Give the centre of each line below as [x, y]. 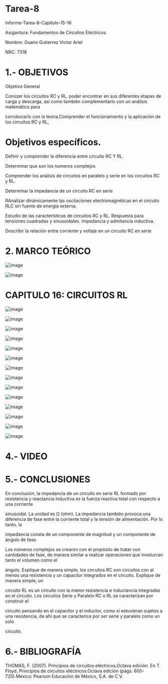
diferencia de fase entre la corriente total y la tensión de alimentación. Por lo [84, 519]
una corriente [19, 504]
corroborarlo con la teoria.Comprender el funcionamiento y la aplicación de [83, 116]
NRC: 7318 [16, 52]
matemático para [23, 107]
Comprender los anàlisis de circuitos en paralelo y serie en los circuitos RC [82, 176]
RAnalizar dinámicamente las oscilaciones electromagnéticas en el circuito [82, 200]
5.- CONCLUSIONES [48, 480]
